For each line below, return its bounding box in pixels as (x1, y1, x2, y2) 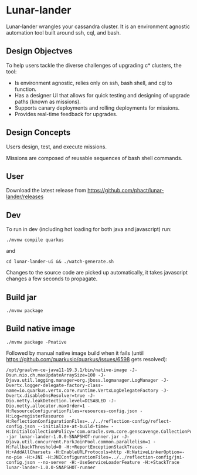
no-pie (6, 454, 22, 460)
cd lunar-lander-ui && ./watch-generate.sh (6, 259, 114, 264)
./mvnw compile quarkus (6, 237, 64, 243)
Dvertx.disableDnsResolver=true (6, 392, 85, 399)
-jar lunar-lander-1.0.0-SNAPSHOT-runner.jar (6, 433, 119, 440)
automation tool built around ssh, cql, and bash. (6, 29, 121, 36)
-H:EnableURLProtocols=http (53, 449, 122, 455)
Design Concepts (6, 127, 71, 138)
